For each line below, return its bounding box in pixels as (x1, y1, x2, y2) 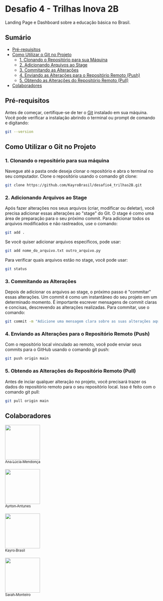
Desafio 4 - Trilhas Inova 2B (5, 3, 119, 15)
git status (5, 267, 27, 271)
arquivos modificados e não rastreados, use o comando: (5, 221, 118, 227)
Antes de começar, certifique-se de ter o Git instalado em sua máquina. (5, 109, 148, 115)
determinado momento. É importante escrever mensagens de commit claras (5, 300, 157, 305)
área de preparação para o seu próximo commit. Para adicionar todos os (5, 216, 150, 221)
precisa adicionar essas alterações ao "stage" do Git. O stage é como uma (5, 210, 154, 217)
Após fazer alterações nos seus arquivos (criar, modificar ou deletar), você (5, 205, 155, 211)
